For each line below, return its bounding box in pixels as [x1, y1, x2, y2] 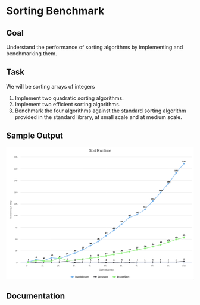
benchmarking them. [6, 50, 58, 57]
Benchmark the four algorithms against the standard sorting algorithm [14, 107, 186, 114]
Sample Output [6, 131, 64, 141]
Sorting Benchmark [6, 4, 105, 18]
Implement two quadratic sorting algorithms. [14, 94, 124, 102]
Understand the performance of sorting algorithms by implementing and [6, 43, 183, 51]
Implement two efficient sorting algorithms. [14, 100, 121, 108]
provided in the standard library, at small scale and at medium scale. [14, 113, 183, 120]
